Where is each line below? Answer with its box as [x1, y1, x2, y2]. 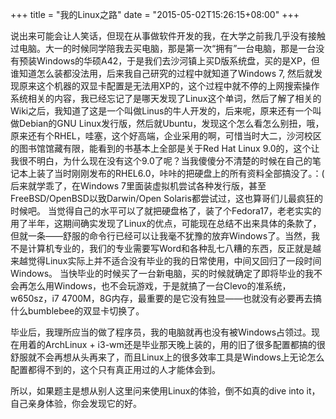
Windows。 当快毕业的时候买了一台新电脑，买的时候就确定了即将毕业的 [10, 268, 305, 279]
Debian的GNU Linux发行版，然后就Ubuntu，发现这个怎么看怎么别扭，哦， [18, 118, 325, 129]
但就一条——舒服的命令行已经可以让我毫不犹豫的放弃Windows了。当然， [10, 230, 312, 242]
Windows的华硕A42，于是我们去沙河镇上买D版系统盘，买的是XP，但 [36, 55, 320, 67]
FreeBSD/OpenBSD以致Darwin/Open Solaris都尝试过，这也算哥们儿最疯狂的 [10, 193, 323, 204]
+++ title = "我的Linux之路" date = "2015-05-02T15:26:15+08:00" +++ [10, 9, 300, 20]
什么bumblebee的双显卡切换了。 [10, 305, 145, 317]
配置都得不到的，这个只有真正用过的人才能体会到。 [10, 364, 221, 375]
